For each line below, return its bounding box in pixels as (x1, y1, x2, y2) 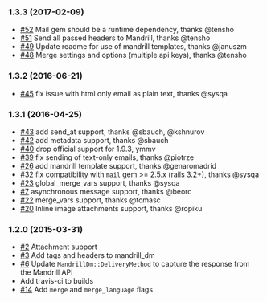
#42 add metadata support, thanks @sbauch (19, 135, 169, 145)
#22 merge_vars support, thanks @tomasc (19, 195, 161, 205)
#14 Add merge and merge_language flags (19, 284, 154, 295)
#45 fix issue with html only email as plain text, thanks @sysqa (19, 88, 228, 98)
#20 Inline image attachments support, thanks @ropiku (19, 203, 203, 213)
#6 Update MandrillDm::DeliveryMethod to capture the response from (19, 259, 250, 269)
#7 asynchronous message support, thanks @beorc (19, 186, 192, 196)
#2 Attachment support (19, 242, 98, 251)
